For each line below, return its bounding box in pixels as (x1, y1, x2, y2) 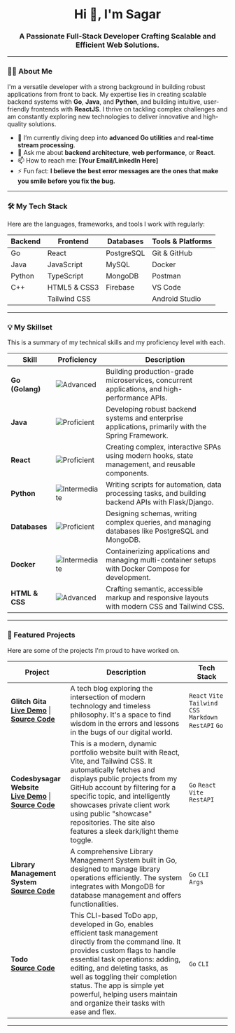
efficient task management (70, 928, 159, 938)
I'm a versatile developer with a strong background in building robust (7, 82, 206, 90)
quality (7, 119, 27, 128)
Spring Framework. (106, 431, 169, 440)
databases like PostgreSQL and (106, 526, 208, 536)
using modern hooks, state (106, 451, 194, 461)
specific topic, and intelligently (70, 791, 171, 801)
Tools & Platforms (152, 236, 213, 246)
